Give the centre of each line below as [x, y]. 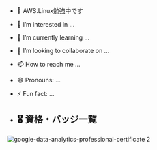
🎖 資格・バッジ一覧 [57, 120]
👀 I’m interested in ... [46, 24]
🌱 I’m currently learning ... [53, 37]
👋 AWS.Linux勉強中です [50, 11]
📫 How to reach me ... [48, 64]
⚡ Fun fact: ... [35, 94]
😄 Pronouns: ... [39, 80]
